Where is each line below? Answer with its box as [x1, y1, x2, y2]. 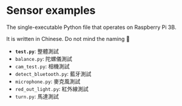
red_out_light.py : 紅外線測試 [15, 85, 89, 92]
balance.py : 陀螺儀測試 [15, 55, 73, 62]
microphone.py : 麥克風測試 [15, 78, 81, 85]
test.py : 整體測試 [15, 48, 59, 55]
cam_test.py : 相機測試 [15, 63, 70, 70]
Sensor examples [6, 4, 96, 17]
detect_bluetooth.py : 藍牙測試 [15, 70, 92, 77]
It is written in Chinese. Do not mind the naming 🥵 [6, 35, 130, 42]
